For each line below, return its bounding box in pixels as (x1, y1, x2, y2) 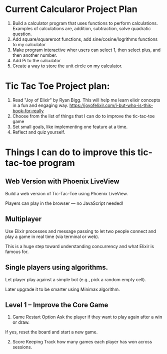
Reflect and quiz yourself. (12, 129, 65, 135)
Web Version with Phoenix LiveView (5, 177, 120, 186)
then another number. (12, 52, 57, 58)
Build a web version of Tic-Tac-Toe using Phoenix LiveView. (5, 190, 128, 196)
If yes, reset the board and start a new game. (5, 329, 98, 335)
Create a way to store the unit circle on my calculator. (12, 63, 122, 69)
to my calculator (12, 41, 46, 47)
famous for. (5, 249, 29, 255)
